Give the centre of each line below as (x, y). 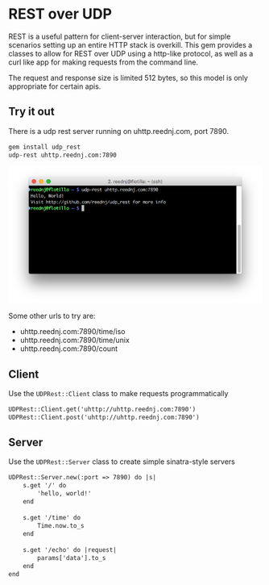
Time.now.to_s (61, 525)
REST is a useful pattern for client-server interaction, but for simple (120, 36)
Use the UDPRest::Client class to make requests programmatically (118, 394)
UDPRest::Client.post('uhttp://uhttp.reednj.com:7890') (104, 418)
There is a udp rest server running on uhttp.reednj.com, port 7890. (119, 131)
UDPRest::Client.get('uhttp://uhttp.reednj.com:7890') (102, 409)
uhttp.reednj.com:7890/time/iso (72, 332)
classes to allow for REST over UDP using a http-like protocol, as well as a (131, 53)
